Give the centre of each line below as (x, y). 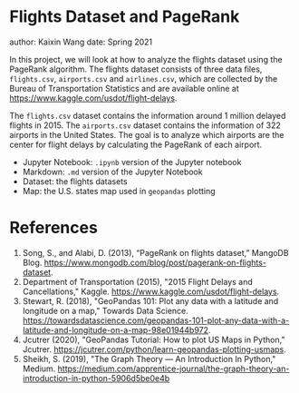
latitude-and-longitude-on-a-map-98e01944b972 (116, 329)
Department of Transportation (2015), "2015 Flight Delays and (138, 281)
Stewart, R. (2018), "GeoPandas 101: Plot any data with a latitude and (150, 300)
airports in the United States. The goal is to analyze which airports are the (147, 134)
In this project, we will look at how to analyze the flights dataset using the (146, 59)
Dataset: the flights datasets (75, 181)
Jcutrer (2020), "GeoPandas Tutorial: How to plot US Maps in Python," (154, 339)
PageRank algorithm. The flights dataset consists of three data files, (136, 69)
